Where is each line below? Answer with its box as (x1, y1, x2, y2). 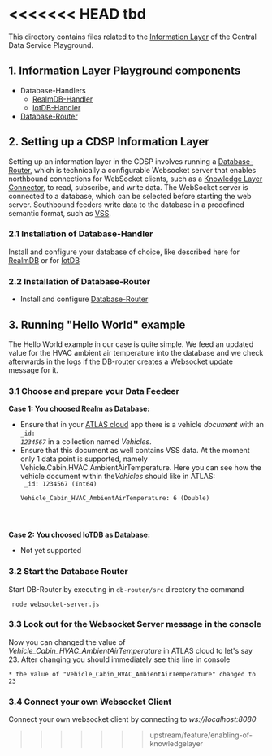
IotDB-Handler (32, 102, 81, 112)
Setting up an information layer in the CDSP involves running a (8, 156, 217, 166)
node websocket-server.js (11, 600, 100, 608)
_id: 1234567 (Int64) (24, 480, 97, 488)
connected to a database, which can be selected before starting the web (8, 191, 252, 201)
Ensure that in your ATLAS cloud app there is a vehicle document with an (19, 420, 264, 430)
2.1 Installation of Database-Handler (8, 228, 153, 240)
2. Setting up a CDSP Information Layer (8, 135, 209, 149)
